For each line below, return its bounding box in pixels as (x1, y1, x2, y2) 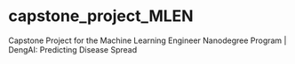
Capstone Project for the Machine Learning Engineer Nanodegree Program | (8, 35, 287, 46)
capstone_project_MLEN (8, 6, 194, 26)
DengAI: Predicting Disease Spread (8, 44, 138, 54)
